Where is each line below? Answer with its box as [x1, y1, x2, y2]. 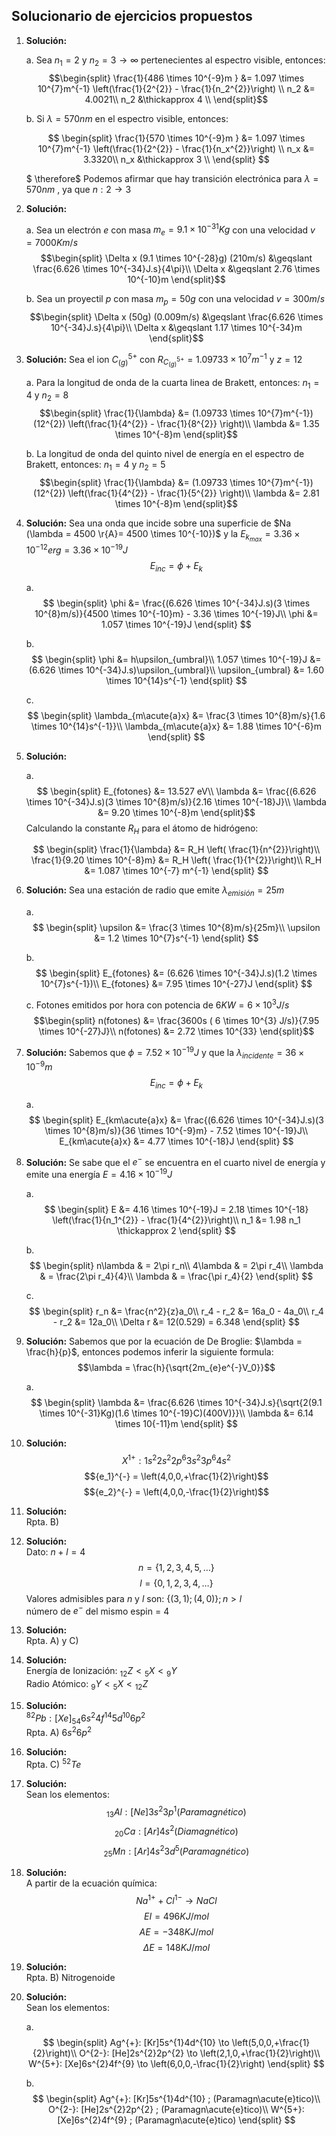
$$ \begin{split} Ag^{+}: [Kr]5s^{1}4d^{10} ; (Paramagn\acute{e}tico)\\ [32, 2092, 321, 2104]
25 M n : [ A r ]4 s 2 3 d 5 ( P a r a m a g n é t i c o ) [103, 1843, 250, 1859]
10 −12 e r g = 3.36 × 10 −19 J [25, 542, 129, 556]
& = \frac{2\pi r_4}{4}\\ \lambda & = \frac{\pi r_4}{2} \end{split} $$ [39, 1270, 314, 1283]
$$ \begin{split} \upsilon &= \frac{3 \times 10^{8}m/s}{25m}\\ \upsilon [32, 922, 321, 934]
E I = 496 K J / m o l [144, 1910, 209, 1922]
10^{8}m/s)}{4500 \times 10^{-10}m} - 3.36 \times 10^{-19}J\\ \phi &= [34, 607, 319, 619]
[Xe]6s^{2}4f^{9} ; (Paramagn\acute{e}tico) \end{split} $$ [57, 2114, 296, 2126]
